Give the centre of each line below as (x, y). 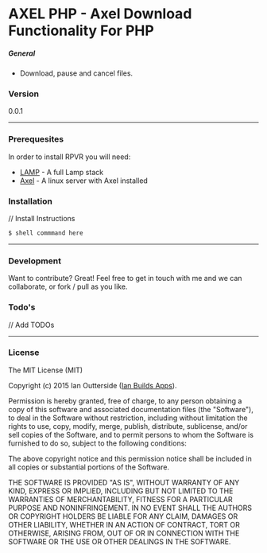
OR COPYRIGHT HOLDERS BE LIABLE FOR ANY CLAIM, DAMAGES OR (123, 516)
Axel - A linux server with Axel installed (84, 181)
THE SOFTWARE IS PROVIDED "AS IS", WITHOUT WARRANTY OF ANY (124, 482)
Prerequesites (36, 139)
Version (24, 94)
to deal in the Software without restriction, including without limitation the (128, 418)
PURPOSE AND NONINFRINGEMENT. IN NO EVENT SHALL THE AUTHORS (130, 508)
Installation (31, 201)
